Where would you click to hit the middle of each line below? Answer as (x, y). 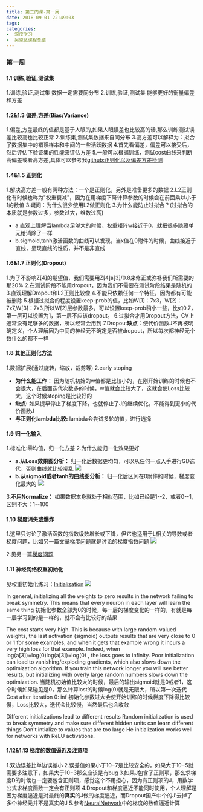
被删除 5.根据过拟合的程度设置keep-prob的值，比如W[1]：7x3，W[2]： (94, 300)
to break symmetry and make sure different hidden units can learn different (100, 723)
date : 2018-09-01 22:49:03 (40, 18)
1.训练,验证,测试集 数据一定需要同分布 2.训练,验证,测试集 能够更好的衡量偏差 (101, 93)
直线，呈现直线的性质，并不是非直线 (60, 248)
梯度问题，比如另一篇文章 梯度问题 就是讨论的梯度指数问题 (78, 541)
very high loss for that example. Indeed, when (63, 648)
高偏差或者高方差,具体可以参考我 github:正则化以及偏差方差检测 (85, 160)
